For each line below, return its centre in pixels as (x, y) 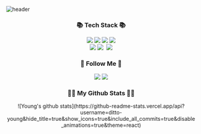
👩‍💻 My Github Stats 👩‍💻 (101, 93)
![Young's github (38, 106)
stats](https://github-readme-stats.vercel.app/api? (122, 106)
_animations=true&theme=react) (101, 125)
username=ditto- (101, 112)
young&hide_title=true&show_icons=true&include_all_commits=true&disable (101, 118)
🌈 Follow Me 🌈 (101, 64)
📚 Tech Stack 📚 (101, 25)
